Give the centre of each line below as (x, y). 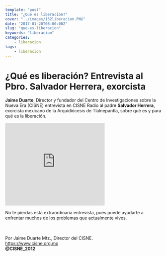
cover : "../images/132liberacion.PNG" (45, 19)
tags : (11, 47)
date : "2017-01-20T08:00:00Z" (37, 24)
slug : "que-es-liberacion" (33, 28)
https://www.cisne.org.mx (32, 244)
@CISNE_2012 (20, 249)
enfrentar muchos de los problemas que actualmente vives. (66, 218)
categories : (17, 38)
